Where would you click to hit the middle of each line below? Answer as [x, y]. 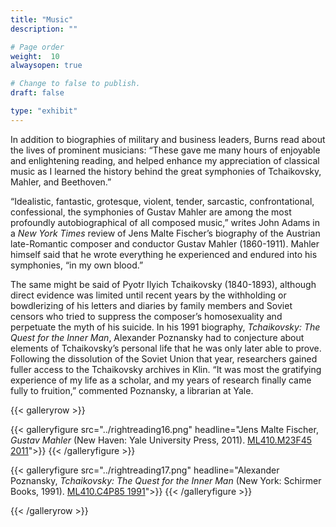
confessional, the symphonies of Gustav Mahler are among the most [151, 212]
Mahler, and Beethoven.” [61, 182]
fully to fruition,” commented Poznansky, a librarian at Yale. [132, 390]
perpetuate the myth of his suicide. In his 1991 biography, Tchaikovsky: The [165, 327]
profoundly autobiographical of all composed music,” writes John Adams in [165, 222]
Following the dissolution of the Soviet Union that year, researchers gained [164, 358]
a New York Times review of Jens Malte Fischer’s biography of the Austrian [165, 233]
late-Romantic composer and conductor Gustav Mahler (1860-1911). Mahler [165, 243]
